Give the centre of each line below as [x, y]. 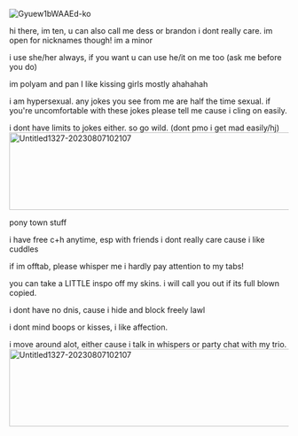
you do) [24, 67]
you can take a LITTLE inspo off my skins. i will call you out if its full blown [144, 283]
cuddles [24, 249]
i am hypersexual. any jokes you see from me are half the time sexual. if [140, 101]
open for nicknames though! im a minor [81, 40]
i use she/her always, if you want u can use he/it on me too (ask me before [145, 57]
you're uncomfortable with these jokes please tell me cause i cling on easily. [149, 110]
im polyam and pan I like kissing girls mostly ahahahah [109, 84]
